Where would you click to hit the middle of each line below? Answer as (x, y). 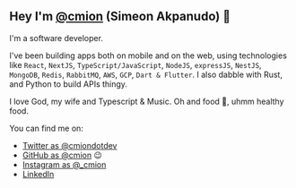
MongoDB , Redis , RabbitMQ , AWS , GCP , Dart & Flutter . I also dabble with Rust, (146, 74)
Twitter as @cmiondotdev (70, 145)
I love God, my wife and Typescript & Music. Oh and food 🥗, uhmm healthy (147, 101)
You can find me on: (46, 128)
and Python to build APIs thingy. (69, 84)
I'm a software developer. (56, 38)
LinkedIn (38, 174)
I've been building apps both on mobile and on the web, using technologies (148, 56)
